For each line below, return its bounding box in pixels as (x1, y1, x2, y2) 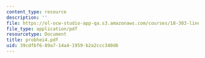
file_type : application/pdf (6, 25, 78, 32)
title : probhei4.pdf (6, 37, 59, 43)
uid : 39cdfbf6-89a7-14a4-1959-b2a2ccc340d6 (6, 43, 119, 49)
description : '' (6, 14, 48, 21)
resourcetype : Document (6, 31, 67, 37)
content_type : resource (6, 8, 67, 15)
